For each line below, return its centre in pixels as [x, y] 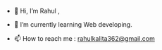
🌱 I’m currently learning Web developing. [73, 24]
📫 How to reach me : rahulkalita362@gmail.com [84, 38]
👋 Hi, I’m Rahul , [37, 11]
